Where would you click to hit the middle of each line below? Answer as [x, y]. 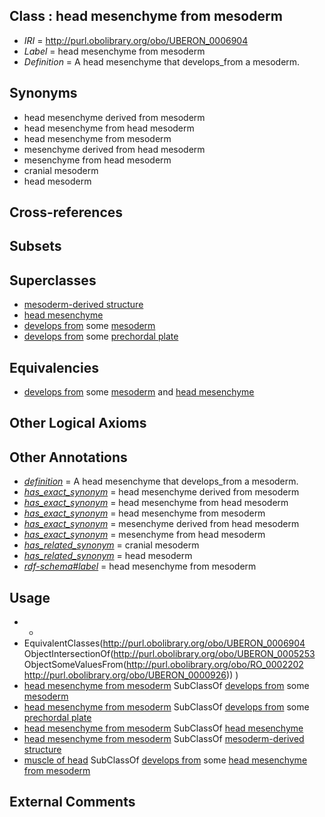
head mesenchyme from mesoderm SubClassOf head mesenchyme [163, 728]
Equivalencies [54, 367]
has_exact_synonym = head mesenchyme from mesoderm [144, 513]
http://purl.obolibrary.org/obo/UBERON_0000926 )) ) [131, 675]
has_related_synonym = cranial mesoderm [111, 545]
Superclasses [53, 280]
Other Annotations [68, 457]
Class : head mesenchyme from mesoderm [146, 16]
